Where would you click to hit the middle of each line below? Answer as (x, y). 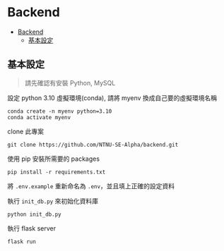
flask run (22, 241)
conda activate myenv (39, 117)
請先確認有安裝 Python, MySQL (70, 82)
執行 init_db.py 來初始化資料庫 (53, 201)
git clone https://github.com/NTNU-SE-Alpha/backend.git (93, 145)
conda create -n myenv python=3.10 (60, 111)
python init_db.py (34, 214)
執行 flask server (32, 228)
